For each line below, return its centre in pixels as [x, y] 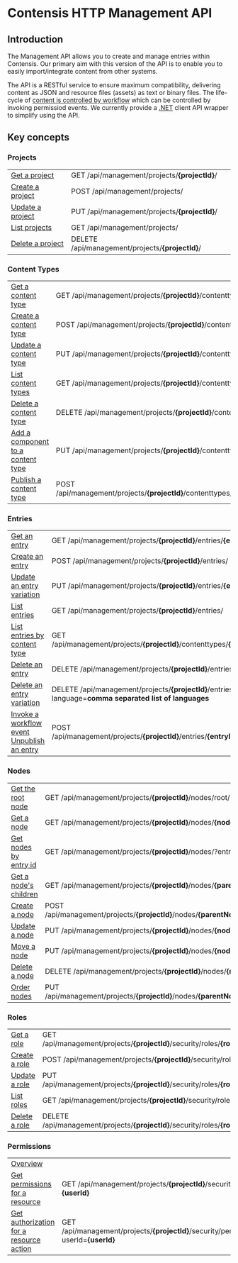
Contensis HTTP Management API [110, 13]
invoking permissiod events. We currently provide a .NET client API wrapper [118, 107]
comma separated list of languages [148, 699]
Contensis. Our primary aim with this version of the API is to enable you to [115, 64]
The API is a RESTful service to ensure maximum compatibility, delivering [114, 85]
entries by [28, 635]
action [21, 1249]
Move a [23, 946]
